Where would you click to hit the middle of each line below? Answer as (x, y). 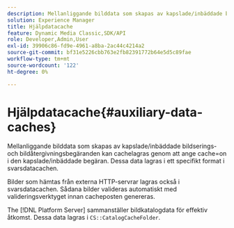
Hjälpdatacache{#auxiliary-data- (105, 112)
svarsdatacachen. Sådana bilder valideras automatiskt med (92, 189)
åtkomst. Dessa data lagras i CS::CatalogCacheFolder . (84, 218)
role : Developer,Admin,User (48, 40)
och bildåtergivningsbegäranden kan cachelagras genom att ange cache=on (117, 154)
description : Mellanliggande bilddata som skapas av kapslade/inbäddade (115, 14)
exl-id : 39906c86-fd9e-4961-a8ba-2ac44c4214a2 (76, 46)
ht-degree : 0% (28, 72)
